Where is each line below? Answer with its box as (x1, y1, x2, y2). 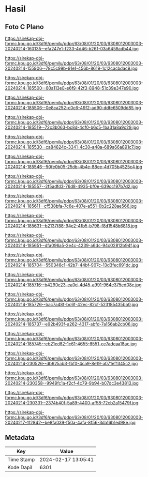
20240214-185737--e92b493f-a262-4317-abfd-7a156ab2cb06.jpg (5, 321, 138, 327)
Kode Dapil (7, 464, 32, 471)
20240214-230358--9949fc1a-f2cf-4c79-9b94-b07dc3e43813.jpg (5, 380, 139, 386)
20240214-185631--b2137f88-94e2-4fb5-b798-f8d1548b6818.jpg (5, 223, 138, 229)
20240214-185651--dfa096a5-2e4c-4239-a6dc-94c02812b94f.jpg (5, 243, 139, 248)
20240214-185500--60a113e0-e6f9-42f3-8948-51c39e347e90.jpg (5, 85, 139, 91)
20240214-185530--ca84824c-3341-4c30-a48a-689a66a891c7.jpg (5, 144, 141, 150)
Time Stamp (7, 456, 35, 463)
